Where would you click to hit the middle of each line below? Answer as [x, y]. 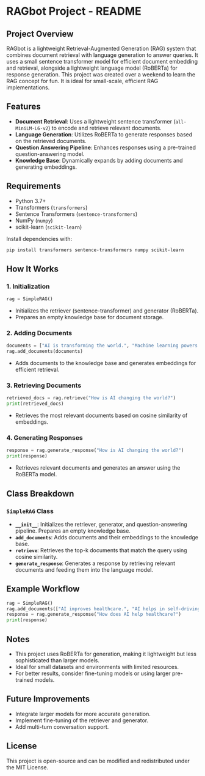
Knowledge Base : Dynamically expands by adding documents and [99, 160]
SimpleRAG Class [30, 511]
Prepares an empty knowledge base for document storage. [89, 317]
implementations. [28, 87]
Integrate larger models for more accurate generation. [83, 714]
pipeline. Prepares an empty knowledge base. [73, 531]
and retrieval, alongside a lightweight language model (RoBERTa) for [92, 68]
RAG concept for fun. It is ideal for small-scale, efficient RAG [82, 81]
